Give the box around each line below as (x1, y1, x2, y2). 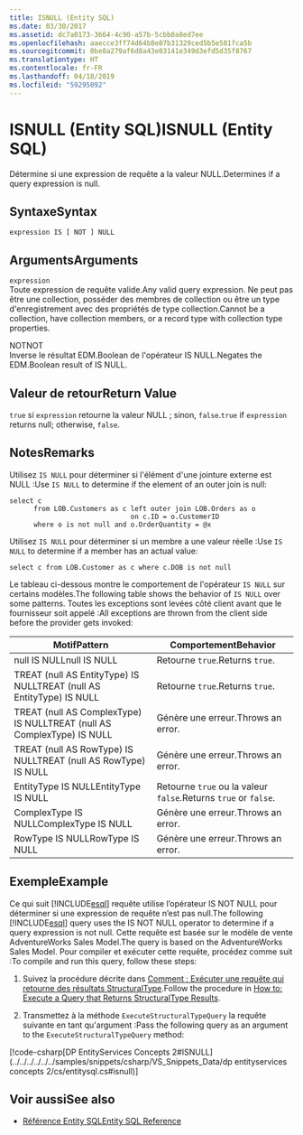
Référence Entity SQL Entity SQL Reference (22, 1116, 182, 1127)
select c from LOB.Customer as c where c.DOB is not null (9, 563, 232, 572)
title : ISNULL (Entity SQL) (9, 13, 115, 23)
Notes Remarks (9, 445, 95, 461)
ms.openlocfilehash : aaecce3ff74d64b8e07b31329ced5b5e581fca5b (9, 38, 252, 48)
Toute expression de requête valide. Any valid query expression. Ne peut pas (9, 284, 293, 295)
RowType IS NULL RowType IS (14, 832, 140, 844)
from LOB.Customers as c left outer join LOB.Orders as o (32, 504, 256, 513)
